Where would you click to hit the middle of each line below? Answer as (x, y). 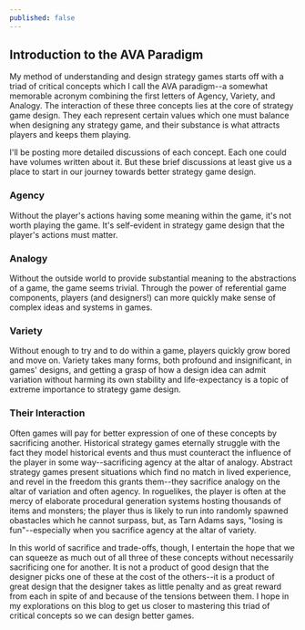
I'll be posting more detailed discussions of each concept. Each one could (148, 152)
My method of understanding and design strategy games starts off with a (147, 77)
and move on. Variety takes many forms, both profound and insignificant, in (151, 360)
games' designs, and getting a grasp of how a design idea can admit (138, 370)
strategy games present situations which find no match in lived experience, (150, 471)
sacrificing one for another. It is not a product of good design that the (139, 567)
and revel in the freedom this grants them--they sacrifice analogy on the (145, 481)
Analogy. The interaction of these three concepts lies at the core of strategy (152, 106)
